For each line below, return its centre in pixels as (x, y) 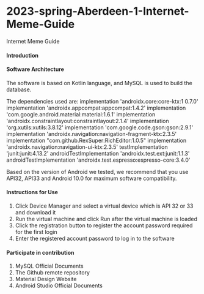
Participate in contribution (40, 252)
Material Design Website (46, 279)
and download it (35, 212)
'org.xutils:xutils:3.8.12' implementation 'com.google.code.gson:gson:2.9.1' (100, 127)
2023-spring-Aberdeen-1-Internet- (98, 11)
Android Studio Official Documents (59, 285)
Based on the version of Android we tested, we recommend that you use (97, 171)
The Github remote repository (53, 273)
